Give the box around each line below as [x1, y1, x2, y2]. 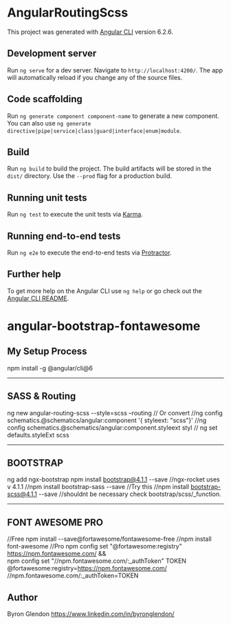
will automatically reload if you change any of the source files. [7, 73, 183, 81]
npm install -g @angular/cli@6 [7, 364, 93, 372]
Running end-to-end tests [7, 230, 121, 242]
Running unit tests [7, 192, 87, 204]
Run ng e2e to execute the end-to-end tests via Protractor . [7, 248, 172, 257]
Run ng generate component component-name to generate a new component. [7, 112, 220, 120]
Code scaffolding [7, 93, 82, 105]
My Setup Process [7, 346, 87, 357]
